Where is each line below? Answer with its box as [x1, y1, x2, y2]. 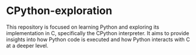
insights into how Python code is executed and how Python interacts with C [6, 36, 191, 43]
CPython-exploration [6, 4, 113, 18]
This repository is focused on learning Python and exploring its [6, 23, 160, 30]
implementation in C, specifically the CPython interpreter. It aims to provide [6, 29, 189, 36]
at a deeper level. [6, 42, 49, 49]
